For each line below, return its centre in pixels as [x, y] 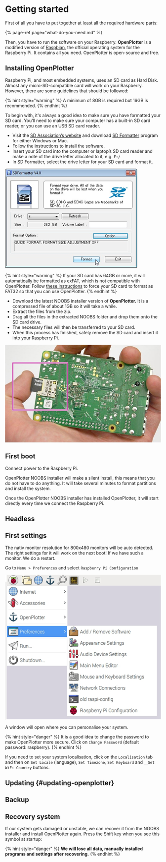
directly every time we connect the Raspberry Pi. [55, 503]
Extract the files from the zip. [42, 311]
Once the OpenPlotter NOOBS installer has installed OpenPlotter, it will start [82, 498]
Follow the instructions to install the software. [59, 146]
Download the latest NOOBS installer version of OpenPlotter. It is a [80, 301]
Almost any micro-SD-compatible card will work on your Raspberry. [74, 85]
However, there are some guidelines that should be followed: [67, 91]
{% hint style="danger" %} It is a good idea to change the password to [77, 737]
